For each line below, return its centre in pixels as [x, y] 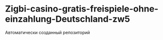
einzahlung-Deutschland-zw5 [68, 19]
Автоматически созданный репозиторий [48, 32]
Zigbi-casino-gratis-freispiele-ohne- [82, 9]
